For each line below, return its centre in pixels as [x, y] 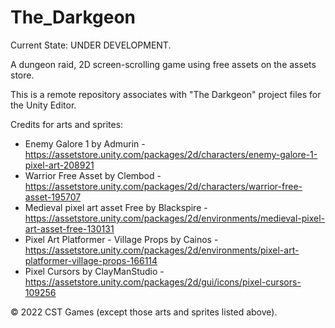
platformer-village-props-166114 [91, 260]
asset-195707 [53, 197]
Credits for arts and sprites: [67, 124]
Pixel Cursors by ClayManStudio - [94, 271]
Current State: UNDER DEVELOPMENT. [91, 45]
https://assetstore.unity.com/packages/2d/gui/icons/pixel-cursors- [163, 282]
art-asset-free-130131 [69, 228]
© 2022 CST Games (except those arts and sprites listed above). [144, 312]
